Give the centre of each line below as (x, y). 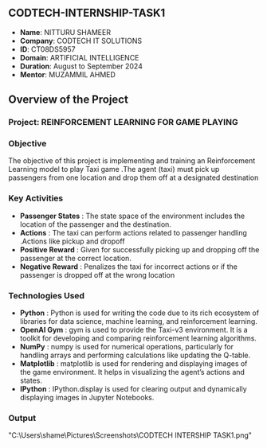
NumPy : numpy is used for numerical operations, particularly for (126, 347)
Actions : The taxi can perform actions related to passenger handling (133, 232)
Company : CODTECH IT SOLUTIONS (80, 41)
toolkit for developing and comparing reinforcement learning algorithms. (138, 338)
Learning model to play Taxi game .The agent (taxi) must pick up (114, 169)
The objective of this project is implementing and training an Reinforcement (132, 161)
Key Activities (36, 198)
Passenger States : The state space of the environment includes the (132, 216)
